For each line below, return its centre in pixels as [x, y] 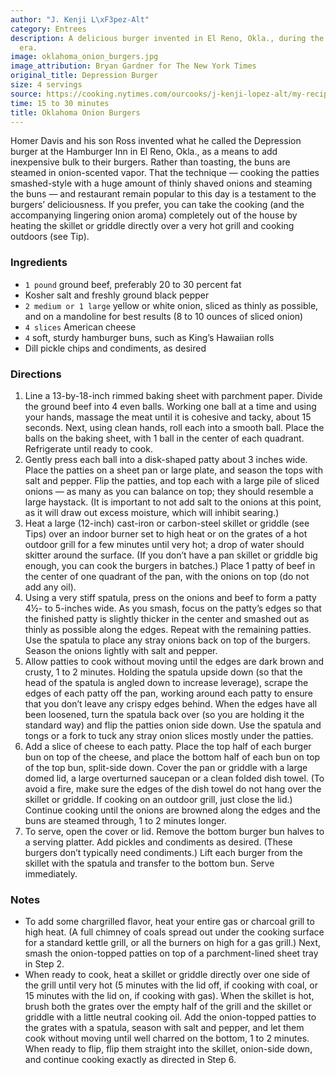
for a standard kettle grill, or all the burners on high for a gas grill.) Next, [173, 943]
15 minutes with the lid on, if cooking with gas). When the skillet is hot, [169, 996]
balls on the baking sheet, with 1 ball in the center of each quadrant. [164, 438]
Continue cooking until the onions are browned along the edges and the [172, 810]
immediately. [51, 873]
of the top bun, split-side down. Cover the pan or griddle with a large [166, 767]
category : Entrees [48, 29]
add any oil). [50, 587]
